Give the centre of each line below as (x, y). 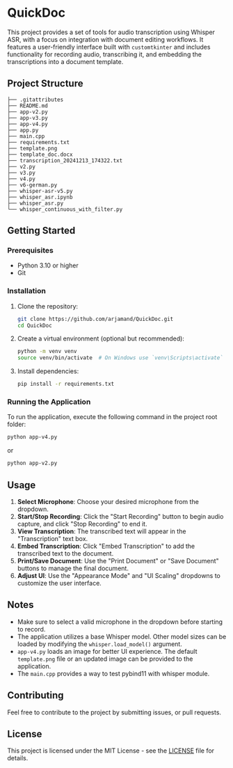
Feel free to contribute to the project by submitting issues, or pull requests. (114, 712)
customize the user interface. (59, 583)
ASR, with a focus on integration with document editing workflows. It (105, 39)
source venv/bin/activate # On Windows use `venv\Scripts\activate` (120, 358)
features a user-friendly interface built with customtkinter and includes (109, 47)
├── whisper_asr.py (35, 203)
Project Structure (45, 84)
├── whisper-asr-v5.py (40, 191)
